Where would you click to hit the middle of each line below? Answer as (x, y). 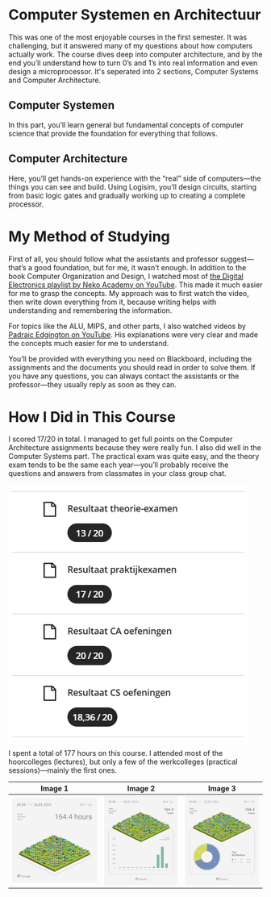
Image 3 (222, 788)
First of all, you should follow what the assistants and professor (113, 259)
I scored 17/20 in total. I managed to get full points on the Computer (121, 439)
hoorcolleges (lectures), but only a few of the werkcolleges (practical (123, 762)
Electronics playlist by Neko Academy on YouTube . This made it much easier (135, 285)
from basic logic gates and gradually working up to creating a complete (127, 195)
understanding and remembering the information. (90, 310)
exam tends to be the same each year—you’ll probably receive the (119, 465)
